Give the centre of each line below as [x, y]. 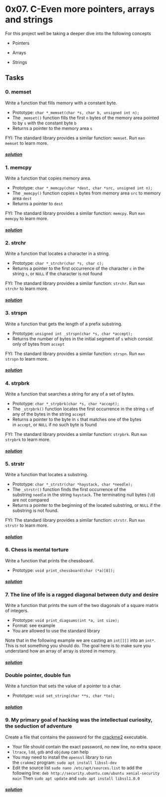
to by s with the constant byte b [44, 123]
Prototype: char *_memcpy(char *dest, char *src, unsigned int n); [82, 187]
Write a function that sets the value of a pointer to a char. [63, 686]
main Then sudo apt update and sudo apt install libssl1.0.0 [76, 778]
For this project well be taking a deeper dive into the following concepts [78, 33]
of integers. [17, 611]
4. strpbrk [17, 383]
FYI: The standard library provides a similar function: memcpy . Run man [75, 213]
